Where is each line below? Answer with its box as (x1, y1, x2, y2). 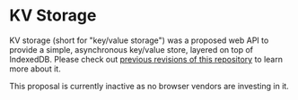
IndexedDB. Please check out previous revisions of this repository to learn (9, 54, 283, 64)
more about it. (9, 63, 61, 74)
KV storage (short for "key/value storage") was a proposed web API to (9, 35, 269, 46)
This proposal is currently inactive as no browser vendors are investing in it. (9, 80, 289, 91)
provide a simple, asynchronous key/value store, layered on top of (9, 44, 254, 54)
